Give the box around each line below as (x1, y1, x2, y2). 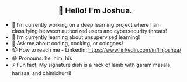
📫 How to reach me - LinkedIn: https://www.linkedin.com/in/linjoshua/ (11, 46, 182, 53)
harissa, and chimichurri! (11, 69, 72, 76)
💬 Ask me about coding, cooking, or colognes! (11, 40, 123, 47)
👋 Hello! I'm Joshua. (58, 6, 133, 16)
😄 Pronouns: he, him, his (11, 55, 72, 62)
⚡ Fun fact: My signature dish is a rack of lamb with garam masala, (11, 61, 172, 68)
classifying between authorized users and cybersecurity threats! (11, 27, 168, 34)
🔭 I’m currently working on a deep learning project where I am (11, 21, 161, 28)
